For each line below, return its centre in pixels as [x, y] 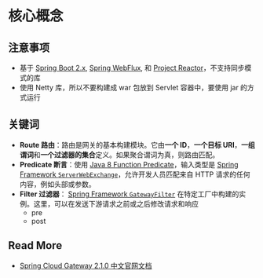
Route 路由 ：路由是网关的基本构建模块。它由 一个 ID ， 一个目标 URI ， [130, 144]
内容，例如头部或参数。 [57, 184]
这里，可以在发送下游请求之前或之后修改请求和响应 [116, 203]
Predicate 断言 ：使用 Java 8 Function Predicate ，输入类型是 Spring [129, 164]
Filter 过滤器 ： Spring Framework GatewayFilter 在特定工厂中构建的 [129, 194]
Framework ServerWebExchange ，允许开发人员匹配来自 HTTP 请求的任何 [135, 174]
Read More [35, 245]
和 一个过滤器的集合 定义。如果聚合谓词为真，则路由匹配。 [126, 155]
